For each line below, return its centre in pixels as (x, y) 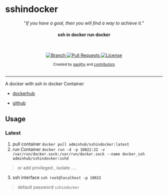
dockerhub (23, 93)
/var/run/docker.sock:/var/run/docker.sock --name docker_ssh (78, 154)
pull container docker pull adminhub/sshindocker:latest (71, 144)
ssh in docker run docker (84, 34)
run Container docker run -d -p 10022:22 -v (58, 149)
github (19, 103)
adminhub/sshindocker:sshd (40, 158)
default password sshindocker (48, 187)
